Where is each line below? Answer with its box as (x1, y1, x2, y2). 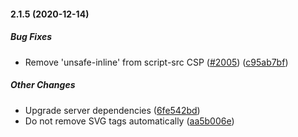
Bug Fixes (10, 31, 53, 43)
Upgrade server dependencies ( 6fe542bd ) (24, 104, 201, 116)
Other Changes (10, 79, 76, 91)
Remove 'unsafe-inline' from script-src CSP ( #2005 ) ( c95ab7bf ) (24, 56, 289, 68)
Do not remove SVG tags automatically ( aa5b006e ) (24, 115, 235, 127)
